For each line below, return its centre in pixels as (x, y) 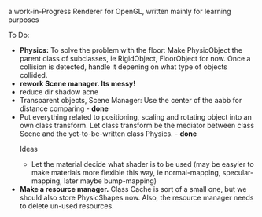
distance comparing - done (64, 108)
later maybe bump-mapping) (111, 181)
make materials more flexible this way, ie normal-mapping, (126, 173)
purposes (24, 20)
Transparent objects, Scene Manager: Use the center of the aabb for (131, 100)
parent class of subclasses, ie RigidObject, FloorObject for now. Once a (135, 59)
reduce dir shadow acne (59, 92)
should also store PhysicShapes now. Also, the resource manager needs (137, 197)
